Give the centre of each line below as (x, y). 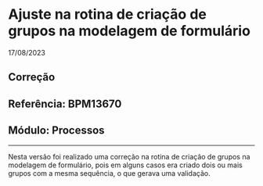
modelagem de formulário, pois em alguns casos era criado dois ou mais (125, 165)
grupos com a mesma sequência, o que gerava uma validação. (109, 173)
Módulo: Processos (56, 131)
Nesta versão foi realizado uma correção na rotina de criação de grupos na (129, 156)
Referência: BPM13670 (65, 104)
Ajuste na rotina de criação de (108, 14)
